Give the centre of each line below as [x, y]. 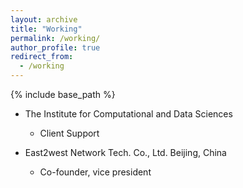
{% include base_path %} [63, 94]
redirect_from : [42, 57]
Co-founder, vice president [95, 172]
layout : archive [44, 19]
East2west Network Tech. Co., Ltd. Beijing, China [125, 152]
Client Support [69, 133]
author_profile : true [55, 47]
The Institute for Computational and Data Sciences [128, 114]
